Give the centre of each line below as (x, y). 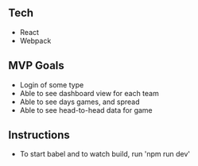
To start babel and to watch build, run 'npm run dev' (105, 154)
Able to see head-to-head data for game (86, 110)
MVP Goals (37, 66)
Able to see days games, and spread (80, 102)
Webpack (35, 41)
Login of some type (52, 85)
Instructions (39, 135)
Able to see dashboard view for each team (89, 93)
